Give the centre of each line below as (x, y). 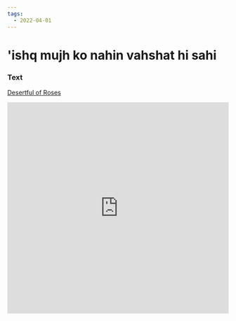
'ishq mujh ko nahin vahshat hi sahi (112, 55)
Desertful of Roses (34, 92)
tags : (15, 14)
